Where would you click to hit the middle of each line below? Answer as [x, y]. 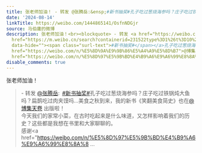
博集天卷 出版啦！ [43, 108]
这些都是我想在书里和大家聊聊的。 [74, 123]
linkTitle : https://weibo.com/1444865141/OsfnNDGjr [72, 23]
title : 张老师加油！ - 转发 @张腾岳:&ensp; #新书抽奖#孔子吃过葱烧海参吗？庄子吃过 [99, 12]
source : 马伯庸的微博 [31, 29]
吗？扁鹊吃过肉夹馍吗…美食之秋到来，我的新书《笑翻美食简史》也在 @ [107, 101]
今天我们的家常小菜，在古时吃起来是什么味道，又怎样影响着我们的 [103, 116]
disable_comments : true [36, 62]
